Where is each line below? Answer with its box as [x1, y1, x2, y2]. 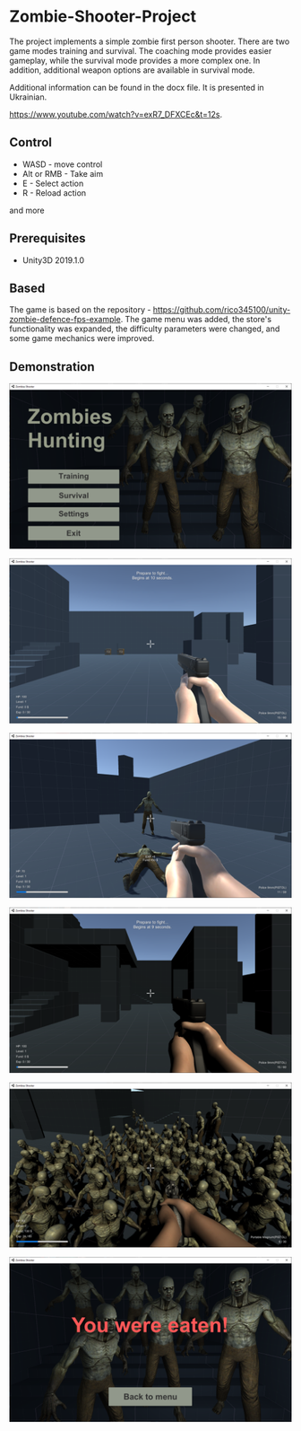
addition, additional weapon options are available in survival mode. [9, 65, 255, 75]
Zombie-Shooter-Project [9, 6, 197, 27]
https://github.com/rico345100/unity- [152, 304, 291, 315]
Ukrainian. [9, 92, 47, 102]
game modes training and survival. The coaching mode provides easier [9, 45, 272, 56]
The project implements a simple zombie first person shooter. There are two [9, 36, 290, 47]
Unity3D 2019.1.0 [21, 254, 85, 266]
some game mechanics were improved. [9, 333, 155, 344]
